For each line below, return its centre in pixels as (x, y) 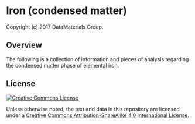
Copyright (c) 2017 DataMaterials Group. (55, 27)
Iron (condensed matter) (67, 11)
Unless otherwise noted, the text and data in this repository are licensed (93, 109)
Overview (24, 45)
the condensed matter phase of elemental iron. (63, 65)
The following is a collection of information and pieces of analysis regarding (97, 59)
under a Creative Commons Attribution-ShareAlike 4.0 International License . (97, 115)
